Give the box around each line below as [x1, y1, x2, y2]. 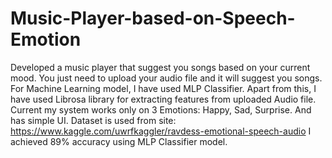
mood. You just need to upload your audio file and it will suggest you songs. [10, 72, 323, 84]
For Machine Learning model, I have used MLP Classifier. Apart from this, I [10, 82, 317, 94]
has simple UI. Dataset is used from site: [10, 114, 177, 126]
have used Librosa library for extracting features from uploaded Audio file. [10, 93, 317, 105]
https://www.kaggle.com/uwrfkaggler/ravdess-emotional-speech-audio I [10, 125, 312, 137]
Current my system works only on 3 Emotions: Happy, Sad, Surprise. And [10, 103, 312, 116]
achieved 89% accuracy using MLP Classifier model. [10, 135, 228, 147]
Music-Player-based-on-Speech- [10, 7, 296, 30]
